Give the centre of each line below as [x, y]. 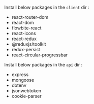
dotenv [19, 85]
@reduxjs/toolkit [29, 44]
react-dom [23, 23]
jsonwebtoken [26, 91]
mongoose [23, 80]
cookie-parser [26, 96]
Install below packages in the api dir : [43, 65]
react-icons [24, 33]
